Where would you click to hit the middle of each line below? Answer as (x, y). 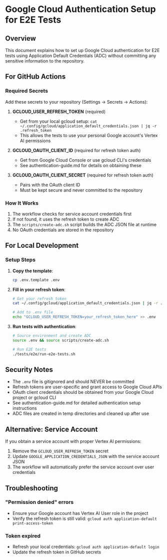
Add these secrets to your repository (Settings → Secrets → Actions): (76, 102)
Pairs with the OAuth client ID (50, 185)
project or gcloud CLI (34, 398)
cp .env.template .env (36, 280)
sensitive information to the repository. (45, 61)
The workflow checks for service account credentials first (72, 214)
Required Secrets (27, 91)
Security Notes (29, 370)
